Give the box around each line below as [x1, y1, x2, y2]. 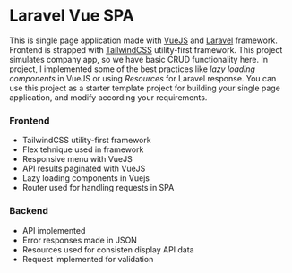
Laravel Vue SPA [9, 5, 134, 26]
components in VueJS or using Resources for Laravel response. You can [9, 73, 277, 83]
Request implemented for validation [21, 253, 154, 264]
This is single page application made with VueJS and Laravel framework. [9, 35, 278, 46]
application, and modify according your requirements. [9, 91, 208, 103]
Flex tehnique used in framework [21, 144, 144, 155]
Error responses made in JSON [21, 235, 137, 245]
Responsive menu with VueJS [21, 154, 133, 165]
